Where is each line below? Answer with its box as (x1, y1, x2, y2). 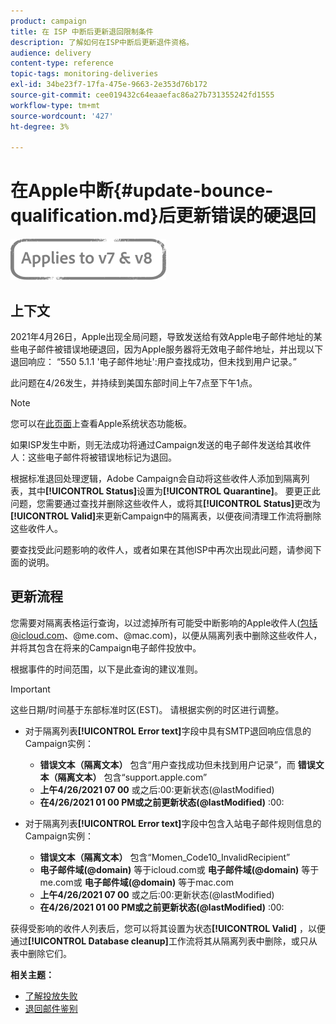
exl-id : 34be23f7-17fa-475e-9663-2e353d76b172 (10, 80, 208, 90)
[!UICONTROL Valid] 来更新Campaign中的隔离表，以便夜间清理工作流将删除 (10, 510, 322, 522)
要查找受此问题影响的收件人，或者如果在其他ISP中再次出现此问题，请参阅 (10, 544, 313, 555)
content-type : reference (10, 58, 114, 69)
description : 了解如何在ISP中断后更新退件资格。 (10, 37, 194, 47)
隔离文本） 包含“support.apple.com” (57, 771, 208, 783)
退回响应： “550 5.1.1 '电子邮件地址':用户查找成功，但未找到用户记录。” (10, 356, 297, 367)
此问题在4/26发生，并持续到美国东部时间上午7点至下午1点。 (10, 377, 258, 389)
